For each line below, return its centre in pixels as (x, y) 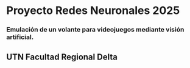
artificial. (20, 37)
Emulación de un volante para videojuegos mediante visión (95, 30)
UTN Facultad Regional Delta (62, 57)
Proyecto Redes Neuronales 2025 (93, 11)
